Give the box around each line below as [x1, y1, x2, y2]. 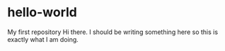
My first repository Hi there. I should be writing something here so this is [7, 28, 218, 36]
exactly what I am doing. [7, 35, 79, 43]
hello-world [7, 4, 78, 21]
